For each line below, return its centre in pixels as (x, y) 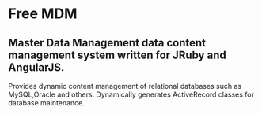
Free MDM (43, 14)
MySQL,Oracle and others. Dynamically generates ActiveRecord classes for (131, 94)
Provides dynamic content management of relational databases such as (125, 86)
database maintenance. (46, 103)
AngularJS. (36, 67)
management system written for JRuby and (118, 55)
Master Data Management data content (107, 43)
